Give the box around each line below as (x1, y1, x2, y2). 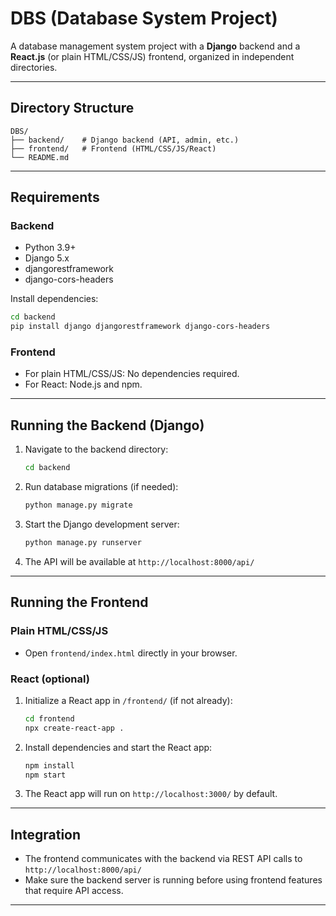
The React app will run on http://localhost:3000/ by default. (24, 788, 278, 800)
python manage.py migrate (24, 500, 133, 511)
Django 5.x (24, 252, 70, 264)
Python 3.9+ (24, 242, 77, 254)
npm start (24, 770, 67, 780)
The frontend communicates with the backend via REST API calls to (24, 853, 303, 865)
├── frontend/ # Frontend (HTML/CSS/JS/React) (10, 143, 217, 154)
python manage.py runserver (24, 538, 142, 548)
